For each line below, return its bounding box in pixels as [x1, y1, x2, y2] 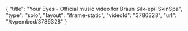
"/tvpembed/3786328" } [6, 18, 67, 25]
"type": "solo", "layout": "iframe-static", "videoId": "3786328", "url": [6, 12, 177, 19]
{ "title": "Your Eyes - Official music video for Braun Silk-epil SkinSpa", [6, 5, 182, 12]
